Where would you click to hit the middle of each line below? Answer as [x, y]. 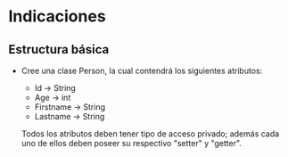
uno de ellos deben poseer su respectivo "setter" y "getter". [132, 143]
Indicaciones [57, 17]
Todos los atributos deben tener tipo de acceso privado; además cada [150, 134]
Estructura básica [59, 50]
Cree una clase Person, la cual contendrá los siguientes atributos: [142, 70]
